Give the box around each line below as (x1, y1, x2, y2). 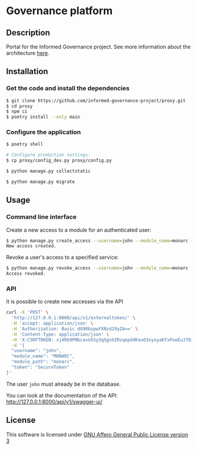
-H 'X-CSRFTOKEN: (11, 337, 54, 343)
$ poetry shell (6, 142, 44, 147)
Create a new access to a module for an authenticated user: (6, 226, 151, 234)
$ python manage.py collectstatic (6, 168, 91, 175)
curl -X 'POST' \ (6, 310, 49, 316)
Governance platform (6, 4, 113, 18)
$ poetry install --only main (6, 114, 81, 120)
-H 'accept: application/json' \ (11, 320, 94, 327)
